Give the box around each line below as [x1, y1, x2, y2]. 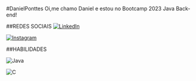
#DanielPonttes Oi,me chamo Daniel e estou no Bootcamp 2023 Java [6, 5, 175, 12]
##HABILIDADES [6, 46, 47, 53]
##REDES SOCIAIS [6, 23, 52, 30]
